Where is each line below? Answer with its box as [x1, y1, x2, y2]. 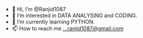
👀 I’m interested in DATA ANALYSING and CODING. [11, 12, 138, 19]
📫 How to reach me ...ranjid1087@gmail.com [11, 25, 124, 32]
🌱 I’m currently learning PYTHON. [11, 18, 95, 25]
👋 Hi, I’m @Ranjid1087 [11, 6, 66, 12]
